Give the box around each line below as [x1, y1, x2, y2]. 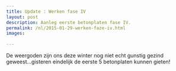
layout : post [6, 14, 39, 20]
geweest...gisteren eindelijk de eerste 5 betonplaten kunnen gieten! [6, 58, 171, 65]
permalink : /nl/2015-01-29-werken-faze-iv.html [6, 25, 126, 31]
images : [6, 31, 25, 36]
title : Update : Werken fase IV [6, 8, 86, 15]
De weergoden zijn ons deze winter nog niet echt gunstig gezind [6, 52, 164, 59]
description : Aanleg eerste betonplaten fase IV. [6, 19, 132, 25]
